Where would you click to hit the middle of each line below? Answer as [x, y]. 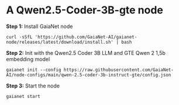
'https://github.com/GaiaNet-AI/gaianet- [86, 37]
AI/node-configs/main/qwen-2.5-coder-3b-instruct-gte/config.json [89, 75]
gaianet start [23, 96]
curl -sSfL [19, 37]
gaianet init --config [34, 70]
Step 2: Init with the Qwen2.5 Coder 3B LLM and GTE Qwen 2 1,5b [86, 52]
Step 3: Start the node [33, 86]
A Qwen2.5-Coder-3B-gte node [85, 10]
